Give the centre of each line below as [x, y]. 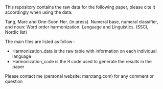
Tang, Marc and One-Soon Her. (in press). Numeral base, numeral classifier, [81, 22]
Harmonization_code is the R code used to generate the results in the [82, 61]
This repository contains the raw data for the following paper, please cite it [80, 7]
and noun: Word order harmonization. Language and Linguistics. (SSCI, [77, 27]
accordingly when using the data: [39, 12]
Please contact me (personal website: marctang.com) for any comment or [80, 76]
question [14, 81]
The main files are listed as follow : [40, 42]
